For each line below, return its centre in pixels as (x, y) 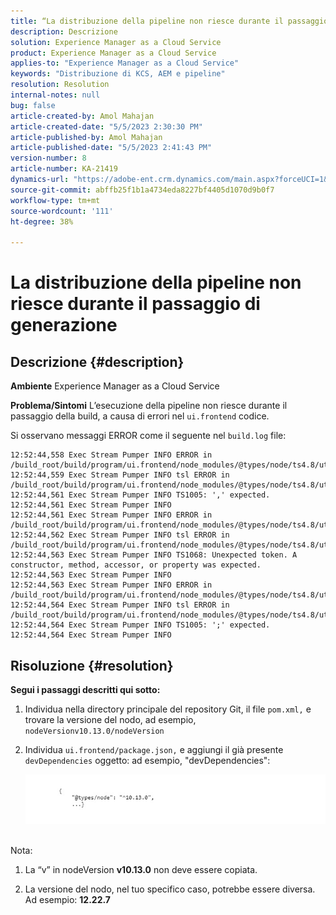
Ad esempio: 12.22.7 (67, 899)
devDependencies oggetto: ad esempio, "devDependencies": (147, 760)
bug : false (33, 105)
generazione (64, 325)
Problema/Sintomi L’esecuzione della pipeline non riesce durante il (149, 406)
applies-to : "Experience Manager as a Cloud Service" (125, 63)
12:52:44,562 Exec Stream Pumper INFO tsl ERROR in (120, 535)
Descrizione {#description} (97, 361)
